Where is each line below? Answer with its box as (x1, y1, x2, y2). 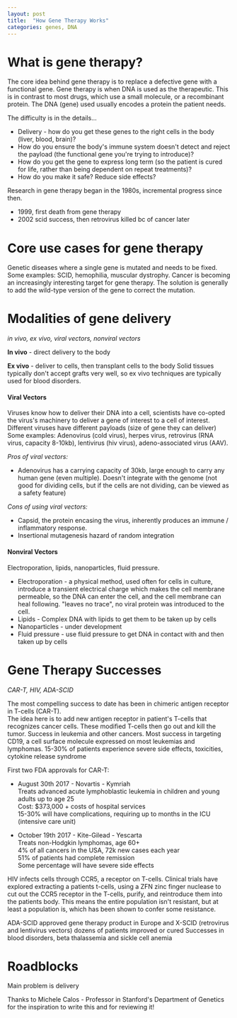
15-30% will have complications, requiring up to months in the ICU (17, 809, 211, 818)
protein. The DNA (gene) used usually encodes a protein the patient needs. (7, 100, 226, 108)
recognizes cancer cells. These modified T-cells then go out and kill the (7, 722, 216, 730)
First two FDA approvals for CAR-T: (7, 766, 110, 774)
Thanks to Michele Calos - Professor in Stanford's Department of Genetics (7, 995, 225, 1004)
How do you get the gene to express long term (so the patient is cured (17, 157, 223, 166)
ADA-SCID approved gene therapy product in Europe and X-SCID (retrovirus (7, 918, 229, 927)
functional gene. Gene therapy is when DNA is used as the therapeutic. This (7, 85, 229, 94)
